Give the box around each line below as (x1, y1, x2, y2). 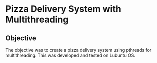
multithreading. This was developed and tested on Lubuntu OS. (5, 52, 136, 58)
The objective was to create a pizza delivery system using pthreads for (5, 47, 152, 53)
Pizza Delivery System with (5, 3, 121, 15)
